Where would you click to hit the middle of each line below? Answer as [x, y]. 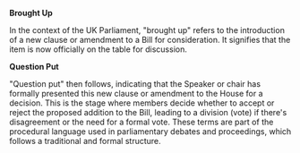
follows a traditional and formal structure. [85, 141]
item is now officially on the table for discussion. [99, 49]
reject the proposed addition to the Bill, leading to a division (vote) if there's [148, 112]
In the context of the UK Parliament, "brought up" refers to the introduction [147, 30]
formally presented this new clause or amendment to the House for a [136, 93]
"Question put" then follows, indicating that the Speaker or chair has [135, 84]
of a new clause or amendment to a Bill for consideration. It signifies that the [150, 40]
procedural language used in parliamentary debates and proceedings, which [150, 132]
